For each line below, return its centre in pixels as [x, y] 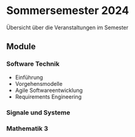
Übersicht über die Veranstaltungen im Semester [67, 27]
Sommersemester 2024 [68, 11]
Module [21, 47]
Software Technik [33, 64]
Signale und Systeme [38, 112]
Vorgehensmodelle [39, 83]
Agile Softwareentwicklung [49, 90]
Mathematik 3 [27, 128]
